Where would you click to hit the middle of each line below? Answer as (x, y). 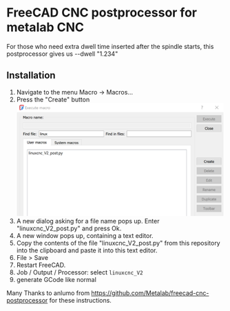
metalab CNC (45, 27)
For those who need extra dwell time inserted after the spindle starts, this (110, 46)
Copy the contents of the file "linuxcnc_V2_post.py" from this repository (118, 243)
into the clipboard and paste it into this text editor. (87, 250)
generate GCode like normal (56, 279)
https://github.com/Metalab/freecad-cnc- (150, 293)
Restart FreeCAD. (41, 265)
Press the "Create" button (53, 99)
